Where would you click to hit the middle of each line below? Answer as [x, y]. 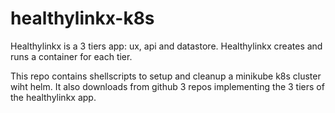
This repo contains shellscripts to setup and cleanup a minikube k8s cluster [166, 76]
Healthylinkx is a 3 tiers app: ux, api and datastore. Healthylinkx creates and [166, 46]
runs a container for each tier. [71, 56]
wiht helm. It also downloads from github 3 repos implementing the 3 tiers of [167, 86]
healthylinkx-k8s [82, 18]
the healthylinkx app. [53, 97]
